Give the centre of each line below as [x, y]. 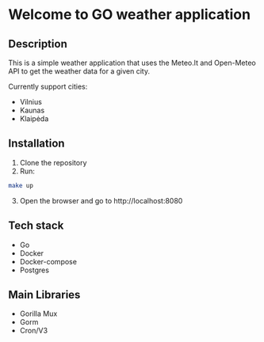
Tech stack [36, 226]
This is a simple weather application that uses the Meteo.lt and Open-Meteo [132, 63]
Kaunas [32, 110]
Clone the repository [53, 162]
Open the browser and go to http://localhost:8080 [101, 200]
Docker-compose [48, 261]
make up [21, 185]
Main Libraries [44, 294]
